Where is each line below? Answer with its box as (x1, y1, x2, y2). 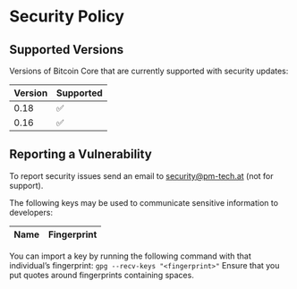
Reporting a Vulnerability (9, 147, 152, 162)
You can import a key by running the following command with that (9, 251, 252, 261)
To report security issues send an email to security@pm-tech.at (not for (9, 170, 275, 181)
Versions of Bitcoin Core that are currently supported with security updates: (9, 65, 289, 76)
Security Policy (9, 6, 125, 27)
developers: (9, 207, 54, 217)
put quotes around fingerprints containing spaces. (9, 269, 194, 280)
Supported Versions (9, 42, 123, 57)
